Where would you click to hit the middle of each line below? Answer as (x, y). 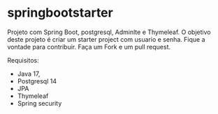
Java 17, (29, 74)
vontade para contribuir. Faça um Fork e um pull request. (89, 47)
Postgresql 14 (37, 81)
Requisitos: (23, 60)
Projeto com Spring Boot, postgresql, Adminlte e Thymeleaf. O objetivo (109, 32)
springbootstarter (60, 13)
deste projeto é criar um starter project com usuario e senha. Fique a (106, 39)
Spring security (39, 103)
